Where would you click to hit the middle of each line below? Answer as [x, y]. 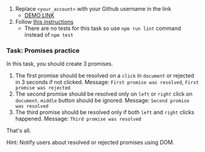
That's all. [19, 131]
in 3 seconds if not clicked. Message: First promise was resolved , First [107, 82]
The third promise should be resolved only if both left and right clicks [105, 112]
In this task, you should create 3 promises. [60, 64]
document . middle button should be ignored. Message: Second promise [102, 101]
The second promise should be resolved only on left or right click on [104, 94]
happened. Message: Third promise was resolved [78, 119]
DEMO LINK [39, 15]
